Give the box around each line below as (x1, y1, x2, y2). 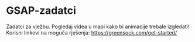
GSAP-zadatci (6, 4, 76, 17)
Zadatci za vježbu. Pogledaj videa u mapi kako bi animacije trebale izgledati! (6, 23, 190, 30)
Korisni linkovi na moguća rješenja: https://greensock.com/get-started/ (6, 29, 177, 36)
